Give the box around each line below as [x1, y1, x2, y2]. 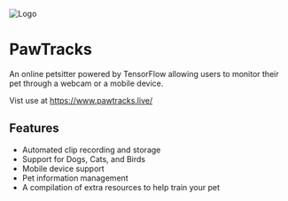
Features [9, 120, 59, 136]
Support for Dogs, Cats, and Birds [21, 153, 146, 164]
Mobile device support [21, 163, 105, 174]
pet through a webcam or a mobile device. [9, 78, 164, 89]
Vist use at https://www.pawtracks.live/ [9, 95, 153, 105]
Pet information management [21, 173, 128, 183]
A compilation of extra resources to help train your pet [21, 182, 220, 192]
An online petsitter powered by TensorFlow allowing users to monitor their [9, 68, 279, 79]
